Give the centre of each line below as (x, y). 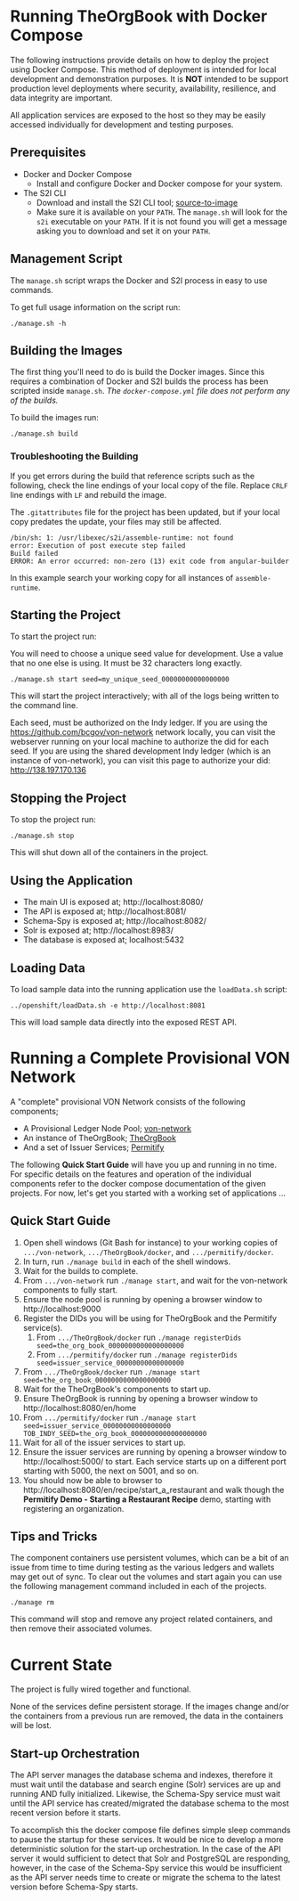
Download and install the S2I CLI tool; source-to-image (137, 202)
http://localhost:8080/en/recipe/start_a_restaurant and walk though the (154, 1489)
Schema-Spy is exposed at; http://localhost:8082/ (115, 921)
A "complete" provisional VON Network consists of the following (128, 1101)
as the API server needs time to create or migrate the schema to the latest (145, 1878)
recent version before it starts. (65, 1813)
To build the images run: (54, 418)
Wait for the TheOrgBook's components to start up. (117, 1389)
